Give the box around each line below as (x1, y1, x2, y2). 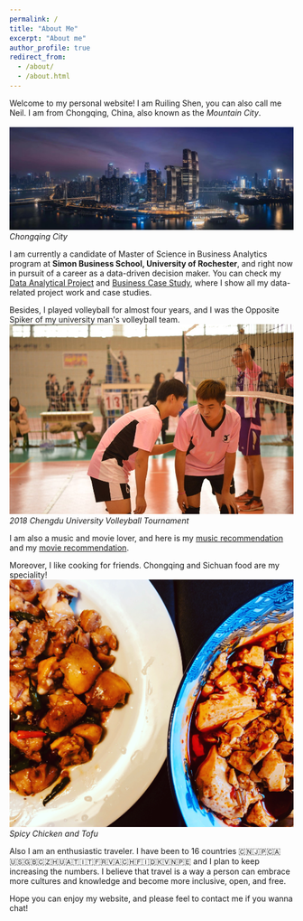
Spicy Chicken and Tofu (9, 828, 99, 839)
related (9, 287, 36, 297)
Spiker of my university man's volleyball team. (9, 314, 180, 324)
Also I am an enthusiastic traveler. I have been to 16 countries (9, 845, 237, 856)
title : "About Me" (9, 23, 78, 33)
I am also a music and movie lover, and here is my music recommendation (9, 533, 284, 544)
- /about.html (17, 72, 70, 81)
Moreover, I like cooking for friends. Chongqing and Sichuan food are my (9, 560, 280, 571)
